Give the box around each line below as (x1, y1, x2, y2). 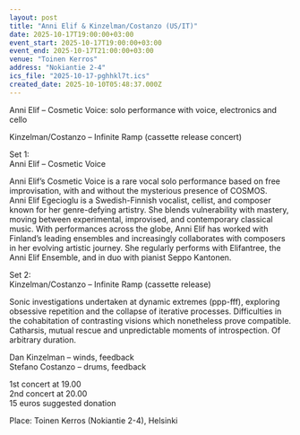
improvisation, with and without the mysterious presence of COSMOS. (9, 185, 268, 196)
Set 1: (9, 149, 30, 160)
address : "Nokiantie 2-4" (9, 64, 106, 73)
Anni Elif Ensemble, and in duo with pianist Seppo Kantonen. (9, 252, 232, 263)
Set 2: (9, 269, 31, 280)
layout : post (9, 13, 58, 22)
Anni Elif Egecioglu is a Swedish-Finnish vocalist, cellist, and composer (9, 195, 271, 205)
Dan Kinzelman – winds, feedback (9, 352, 134, 362)
